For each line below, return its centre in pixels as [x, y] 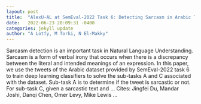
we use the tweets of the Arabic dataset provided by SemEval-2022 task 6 [98, 70]
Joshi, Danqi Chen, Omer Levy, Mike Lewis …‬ [62, 95]
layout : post [22, 12]
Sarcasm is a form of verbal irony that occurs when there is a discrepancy [97, 57]
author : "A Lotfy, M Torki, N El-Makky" [57, 34]
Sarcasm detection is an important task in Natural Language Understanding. [100, 51]
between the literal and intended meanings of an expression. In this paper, [98, 64]
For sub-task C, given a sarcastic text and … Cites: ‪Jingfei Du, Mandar [93, 89]
